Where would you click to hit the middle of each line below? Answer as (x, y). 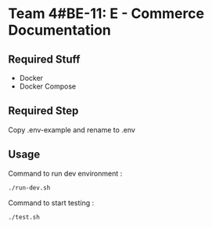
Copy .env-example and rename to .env (72, 129)
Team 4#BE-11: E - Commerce (106, 14)
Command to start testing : (51, 203)
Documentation (60, 30)
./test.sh (24, 217)
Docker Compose (48, 86)
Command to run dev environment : (65, 173)
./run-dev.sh (29, 188)
